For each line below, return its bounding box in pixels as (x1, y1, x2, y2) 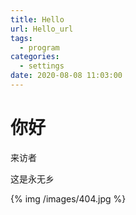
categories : (10, 52, 60, 62)
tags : (10, 33, 33, 43)
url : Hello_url (10, 24, 74, 34)
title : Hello (10, 14, 65, 25)
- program (19, 42, 60, 53)
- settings (19, 61, 65, 71)
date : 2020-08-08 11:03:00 (10, 71, 123, 81)
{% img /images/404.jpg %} (10, 192, 127, 205)
